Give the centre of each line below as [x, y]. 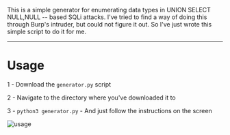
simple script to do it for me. [47, 31]
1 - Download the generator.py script [59, 84]
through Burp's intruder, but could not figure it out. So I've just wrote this [110, 24]
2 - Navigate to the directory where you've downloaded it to [91, 97]
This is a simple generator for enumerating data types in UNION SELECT [109, 10]
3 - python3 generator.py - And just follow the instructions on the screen [110, 110]
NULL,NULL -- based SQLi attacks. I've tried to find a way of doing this [107, 17]
